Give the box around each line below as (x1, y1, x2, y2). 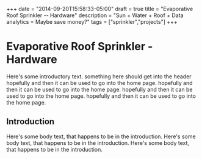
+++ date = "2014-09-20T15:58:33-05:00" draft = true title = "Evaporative (6, 6, 193, 12)
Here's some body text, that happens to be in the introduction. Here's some (6, 133, 197, 140)
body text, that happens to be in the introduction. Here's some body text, (6, 139, 190, 146)
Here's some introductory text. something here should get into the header (6, 73, 192, 80)
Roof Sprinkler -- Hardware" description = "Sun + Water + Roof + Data (6, 12, 184, 19)
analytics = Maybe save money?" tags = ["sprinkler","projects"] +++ (6, 18, 178, 25)
